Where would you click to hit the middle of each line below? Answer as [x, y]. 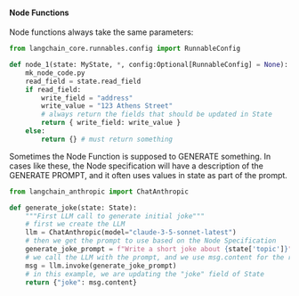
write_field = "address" [87, 98]
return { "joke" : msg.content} [81, 282]
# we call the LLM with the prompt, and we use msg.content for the [155, 257]
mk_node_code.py [56, 73]
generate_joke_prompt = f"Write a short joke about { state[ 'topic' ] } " [159, 250]
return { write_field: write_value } [111, 123]
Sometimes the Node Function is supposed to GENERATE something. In [140, 156]
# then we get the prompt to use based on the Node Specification [151, 241]
